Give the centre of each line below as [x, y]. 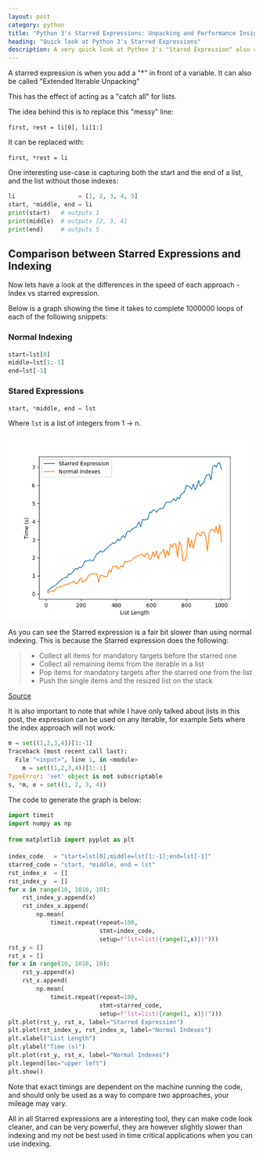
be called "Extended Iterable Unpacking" [74, 82]
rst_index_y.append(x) [59, 898]
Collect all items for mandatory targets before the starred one [138, 656]
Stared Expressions [46, 391]
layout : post [29, 16]
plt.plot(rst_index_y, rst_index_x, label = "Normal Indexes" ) [110, 1030]
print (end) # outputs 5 [54, 229]
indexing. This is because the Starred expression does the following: [119, 640]
